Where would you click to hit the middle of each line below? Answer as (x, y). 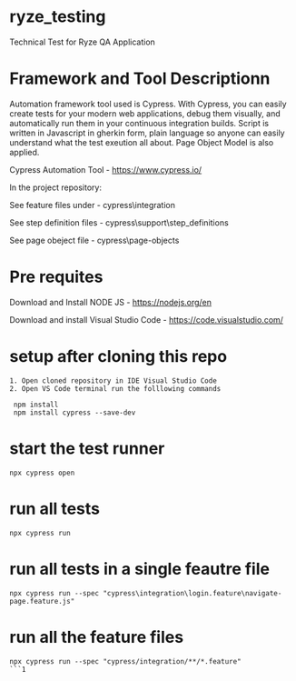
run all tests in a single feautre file (140, 569)
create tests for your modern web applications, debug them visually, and (145, 113)
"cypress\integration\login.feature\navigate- (192, 593)
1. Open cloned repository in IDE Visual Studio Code (113, 381)
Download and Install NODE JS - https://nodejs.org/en (110, 302)
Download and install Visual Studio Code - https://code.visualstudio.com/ (147, 319)
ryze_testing (58, 17)
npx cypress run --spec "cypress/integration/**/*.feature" (126, 661)
